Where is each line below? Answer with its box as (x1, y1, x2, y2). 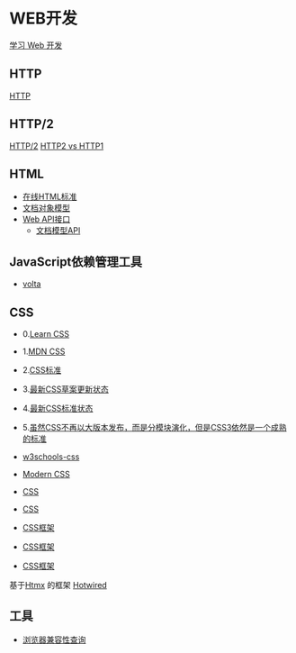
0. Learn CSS (22, 329, 70, 339)
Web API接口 (22, 213, 70, 225)
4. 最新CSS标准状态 (22, 403, 94, 413)
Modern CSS (22, 469, 70, 479)
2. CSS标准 (22, 365, 61, 375)
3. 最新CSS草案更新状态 (22, 384, 110, 395)
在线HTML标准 (22, 191, 77, 203)
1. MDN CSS (22, 346, 66, 357)
